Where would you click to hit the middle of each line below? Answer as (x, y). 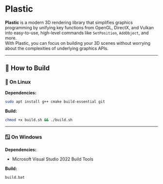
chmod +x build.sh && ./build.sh (39, 120)
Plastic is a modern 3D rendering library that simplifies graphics (69, 22)
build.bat (15, 177)
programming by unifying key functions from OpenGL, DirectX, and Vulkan (79, 27)
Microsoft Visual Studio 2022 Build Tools (53, 159)
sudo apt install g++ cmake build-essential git (55, 101)
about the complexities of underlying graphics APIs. (57, 48)
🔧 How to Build (27, 68)
